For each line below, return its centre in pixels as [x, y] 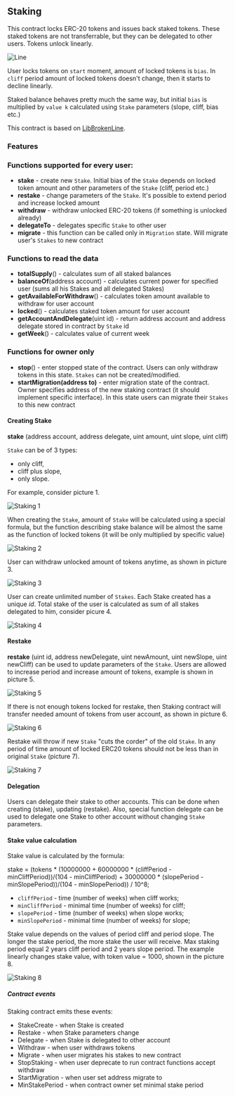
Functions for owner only [51, 352]
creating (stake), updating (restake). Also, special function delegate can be [115, 810]
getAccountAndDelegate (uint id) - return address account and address [121, 319]
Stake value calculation [42, 840]
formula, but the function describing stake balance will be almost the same [115, 527]
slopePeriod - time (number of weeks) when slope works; [101, 913]
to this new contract [46, 405]
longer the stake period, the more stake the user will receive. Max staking [113, 942]
